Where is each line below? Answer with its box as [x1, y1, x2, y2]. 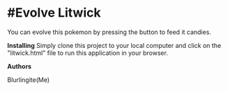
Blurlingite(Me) [7, 75, 50, 84]
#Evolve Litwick [7, 5, 101, 21]
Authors [7, 62, 32, 70]
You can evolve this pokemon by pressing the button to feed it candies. [7, 28, 211, 36]
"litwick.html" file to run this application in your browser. [7, 49, 169, 57]
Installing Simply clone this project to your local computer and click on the [7, 41, 222, 49]
